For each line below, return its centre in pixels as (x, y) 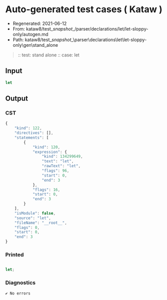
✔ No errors (18, 293)
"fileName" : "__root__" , (41, 223)
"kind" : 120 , (46, 147)
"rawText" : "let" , (61, 166)
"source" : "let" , (33, 218)
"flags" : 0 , (27, 227)
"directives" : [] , (34, 133)
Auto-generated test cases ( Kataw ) (84, 9)
